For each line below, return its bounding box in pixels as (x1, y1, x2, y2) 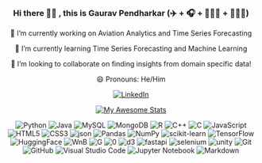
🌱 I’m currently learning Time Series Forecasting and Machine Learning (14, 44, 248, 54)
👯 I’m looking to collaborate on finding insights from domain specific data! (10, 59, 252, 69)
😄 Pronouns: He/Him (96, 74, 166, 84)
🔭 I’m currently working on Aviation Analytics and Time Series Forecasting (10, 28, 252, 38)
